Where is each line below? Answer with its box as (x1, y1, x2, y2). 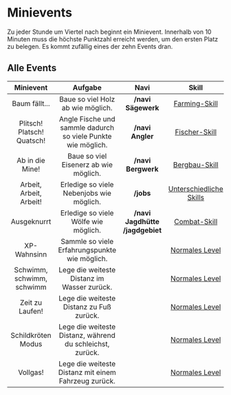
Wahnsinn (14, 250, 47, 259)
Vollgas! (18, 367, 44, 377)
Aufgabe (72, 83, 102, 92)
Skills (187, 192, 205, 202)
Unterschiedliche (168, 184, 223, 194)
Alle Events (7, 62, 57, 74)
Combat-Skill (174, 216, 218, 226)
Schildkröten (10, 330, 52, 340)
